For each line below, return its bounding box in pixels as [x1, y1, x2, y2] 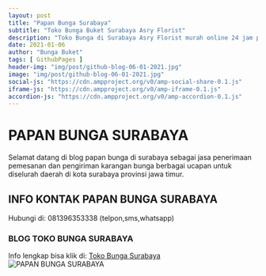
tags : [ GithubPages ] [8, 56, 83, 64]
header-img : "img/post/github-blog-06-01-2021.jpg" [8, 63, 182, 71]
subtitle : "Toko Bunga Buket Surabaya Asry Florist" [8, 26, 186, 34]
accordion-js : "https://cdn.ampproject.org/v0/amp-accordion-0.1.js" [8, 93, 243, 100]
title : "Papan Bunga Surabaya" [8, 19, 112, 27]
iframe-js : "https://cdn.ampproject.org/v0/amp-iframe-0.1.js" [8, 85, 222, 93]
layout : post [8, 11, 51, 20]
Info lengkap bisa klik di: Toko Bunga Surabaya [8, 251, 161, 261]
